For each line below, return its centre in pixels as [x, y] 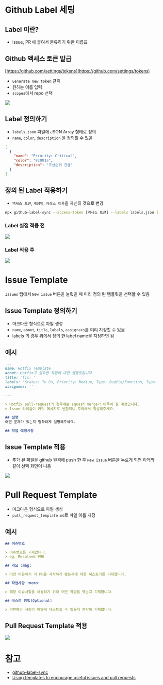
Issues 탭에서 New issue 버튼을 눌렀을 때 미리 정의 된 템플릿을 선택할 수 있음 [77, 294]
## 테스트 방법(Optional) [29, 601]
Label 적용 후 [20, 250]
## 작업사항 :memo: [23, 583]
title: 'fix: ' [20, 378]
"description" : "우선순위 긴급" [43, 165]
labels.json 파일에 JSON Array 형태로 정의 [54, 131]
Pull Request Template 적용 [46, 626]
